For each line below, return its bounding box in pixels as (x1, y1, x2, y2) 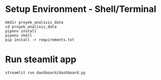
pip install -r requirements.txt (5, 37, 75, 42)
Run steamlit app (5, 54, 76, 65)
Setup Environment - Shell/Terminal (5, 3, 157, 15)
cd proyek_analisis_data (5, 24, 57, 29)
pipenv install (5, 28, 37, 33)
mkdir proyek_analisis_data (5, 20, 64, 25)
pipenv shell (5, 33, 32, 38)
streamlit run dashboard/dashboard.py (5, 70, 86, 75)
